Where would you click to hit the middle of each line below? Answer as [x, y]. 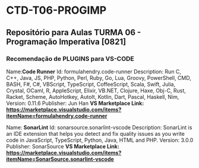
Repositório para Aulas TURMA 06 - [74, 32]
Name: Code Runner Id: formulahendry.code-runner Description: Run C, [94, 71]
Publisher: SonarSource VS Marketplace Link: [63, 146]
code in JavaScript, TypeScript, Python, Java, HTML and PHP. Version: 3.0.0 [100, 140]
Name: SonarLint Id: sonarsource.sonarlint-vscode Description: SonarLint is [99, 127]
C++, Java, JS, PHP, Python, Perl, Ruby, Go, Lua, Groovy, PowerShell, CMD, [99, 77]
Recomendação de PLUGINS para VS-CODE [70, 58]
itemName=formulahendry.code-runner [57, 116]
